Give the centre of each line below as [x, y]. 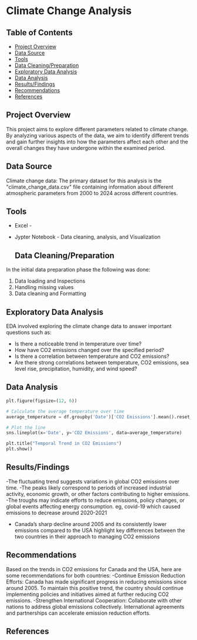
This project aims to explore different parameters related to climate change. [97, 129]
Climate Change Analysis [69, 11]
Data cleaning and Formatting [50, 294]
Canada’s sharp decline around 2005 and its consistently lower [91, 524]
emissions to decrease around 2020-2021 [57, 512]
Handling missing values [44, 287]
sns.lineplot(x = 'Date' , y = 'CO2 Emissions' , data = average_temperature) [94, 433]
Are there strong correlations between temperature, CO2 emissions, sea [102, 363]
